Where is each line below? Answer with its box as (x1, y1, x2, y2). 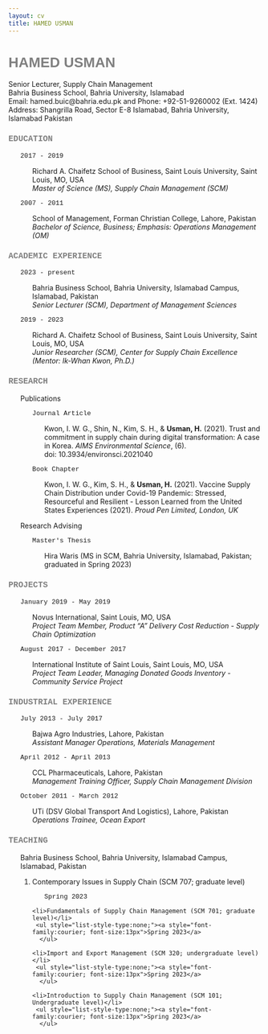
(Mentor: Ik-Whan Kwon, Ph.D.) (31, 356, 135, 366)
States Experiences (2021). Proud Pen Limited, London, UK (43, 505, 239, 515)
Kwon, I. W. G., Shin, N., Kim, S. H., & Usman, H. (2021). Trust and (43, 424, 261, 434)
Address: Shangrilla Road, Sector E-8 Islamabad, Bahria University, (8, 105, 230, 115)
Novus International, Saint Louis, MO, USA (31, 612, 171, 622)
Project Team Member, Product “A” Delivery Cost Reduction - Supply (31, 620, 259, 630)
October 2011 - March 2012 (19, 792, 119, 801)
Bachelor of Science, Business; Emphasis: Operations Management (31, 222, 257, 232)
